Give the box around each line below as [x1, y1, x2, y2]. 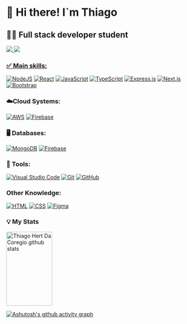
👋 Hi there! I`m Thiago [6, 5, 118, 19]
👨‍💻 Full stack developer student [6, 30, 128, 40]
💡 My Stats [6, 217, 39, 226]
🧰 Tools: [6, 160, 31, 168]
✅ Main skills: [6, 61, 47, 70]
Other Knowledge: [6, 189, 62, 197]
